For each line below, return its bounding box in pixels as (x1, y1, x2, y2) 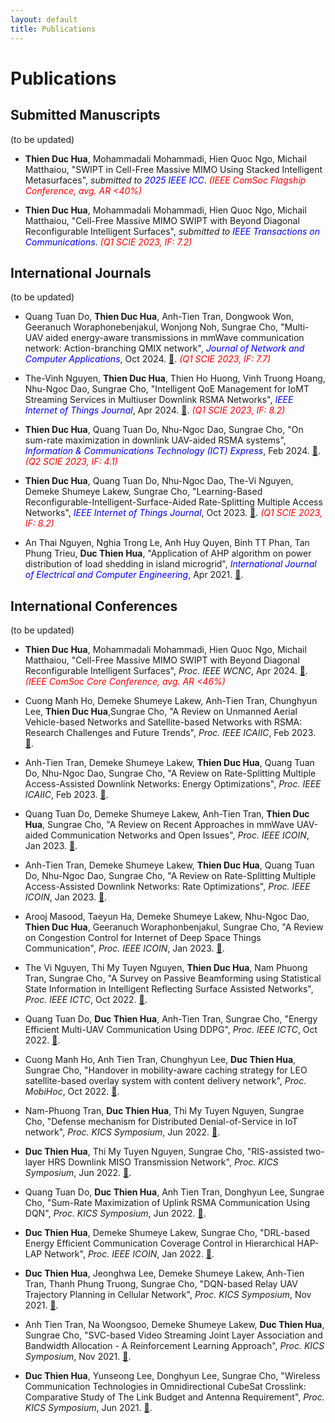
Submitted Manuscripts (10, 107, 161, 124)
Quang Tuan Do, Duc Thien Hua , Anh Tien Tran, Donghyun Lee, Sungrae (24, 1186, 325, 1198)
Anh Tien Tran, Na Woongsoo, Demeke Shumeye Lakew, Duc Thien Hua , (24, 1319, 325, 1331)
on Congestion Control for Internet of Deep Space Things (24, 932, 262, 944)
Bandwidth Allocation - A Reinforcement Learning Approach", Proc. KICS (24, 1340, 325, 1352)
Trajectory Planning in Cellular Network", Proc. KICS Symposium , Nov (24, 1289, 312, 1301)
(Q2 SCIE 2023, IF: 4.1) (24, 456, 118, 468)
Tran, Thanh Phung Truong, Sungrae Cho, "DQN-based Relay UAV (24, 1278, 298, 1290)
